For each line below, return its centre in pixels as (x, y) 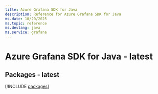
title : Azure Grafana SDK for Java (41, 10)
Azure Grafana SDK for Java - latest (79, 57)
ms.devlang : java (23, 28)
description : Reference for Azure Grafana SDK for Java (63, 14)
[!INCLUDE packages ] (27, 86)
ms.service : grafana (26, 32)
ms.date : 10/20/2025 (26, 19)
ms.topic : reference (26, 23)
